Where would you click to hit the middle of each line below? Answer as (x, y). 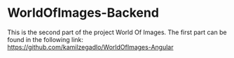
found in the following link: (46, 39)
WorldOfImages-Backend (83, 13)
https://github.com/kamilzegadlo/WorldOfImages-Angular (90, 47)
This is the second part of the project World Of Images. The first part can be (117, 32)
